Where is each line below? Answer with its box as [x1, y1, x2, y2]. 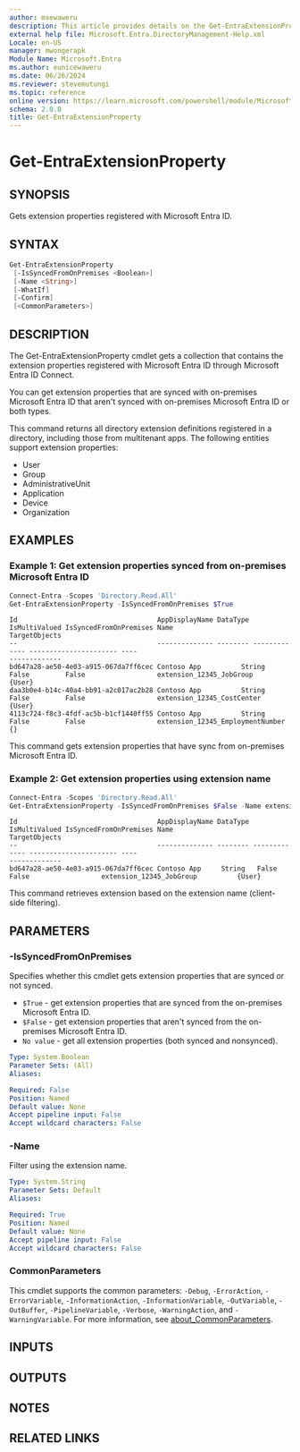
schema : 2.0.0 [9, 105, 62, 114]
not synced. [9, 981, 54, 991]
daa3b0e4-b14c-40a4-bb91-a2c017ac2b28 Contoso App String [9, 686, 266, 695]
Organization [21, 507, 70, 517]
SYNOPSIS [9, 187, 71, 202]
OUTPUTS [9, 1370, 67, 1385]
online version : [9, 96, 70, 106]
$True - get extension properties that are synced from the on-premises [21, 998, 283, 1008]
